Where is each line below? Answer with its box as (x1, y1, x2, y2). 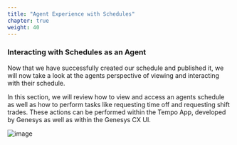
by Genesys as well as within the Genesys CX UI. (7, 115, 151, 124)
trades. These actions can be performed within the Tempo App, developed (7, 108, 226, 116)
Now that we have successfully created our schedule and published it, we (7, 64, 224, 72)
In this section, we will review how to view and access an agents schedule (7, 92, 225, 101)
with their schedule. (7, 79, 65, 87)
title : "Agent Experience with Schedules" (7, 10, 135, 18)
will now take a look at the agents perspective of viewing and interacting (7, 71, 219, 79)
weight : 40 (7, 24, 40, 31)
